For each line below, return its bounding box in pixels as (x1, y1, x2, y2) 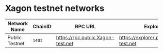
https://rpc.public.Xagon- (56, 34, 115, 41)
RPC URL (75, 23, 96, 30)
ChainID (33, 23, 52, 30)
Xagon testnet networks (5, 3, 105, 14)
